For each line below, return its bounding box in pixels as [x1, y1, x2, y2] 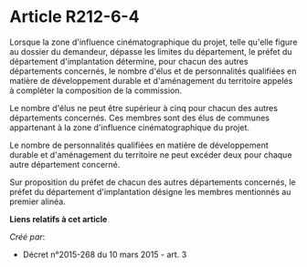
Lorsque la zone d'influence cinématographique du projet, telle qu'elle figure [9, 36, 298, 47]
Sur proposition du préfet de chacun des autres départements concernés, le [9, 176, 296, 188]
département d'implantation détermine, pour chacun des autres [9, 56, 249, 67]
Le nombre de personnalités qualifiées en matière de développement [9, 139, 269, 150]
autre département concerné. [9, 159, 121, 169]
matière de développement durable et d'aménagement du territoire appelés [9, 75, 293, 86]
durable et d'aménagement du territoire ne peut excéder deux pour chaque [9, 149, 292, 160]
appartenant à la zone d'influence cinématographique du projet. [9, 121, 249, 133]
